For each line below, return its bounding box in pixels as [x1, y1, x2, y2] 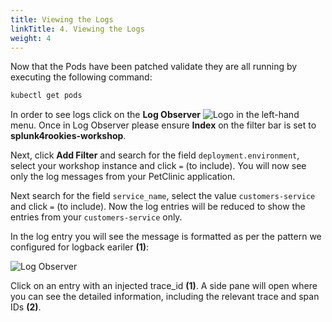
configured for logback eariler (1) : [10, 241, 150, 253]
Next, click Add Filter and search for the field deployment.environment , [10, 149, 300, 161]
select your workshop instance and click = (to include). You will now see [10, 160, 307, 172]
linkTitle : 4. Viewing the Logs [10, 24, 145, 34]
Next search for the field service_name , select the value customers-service [10, 190, 316, 202]
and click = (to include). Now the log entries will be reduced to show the [10, 201, 306, 213]
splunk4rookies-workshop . [10, 130, 127, 142]
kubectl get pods [10, 91, 83, 101]
